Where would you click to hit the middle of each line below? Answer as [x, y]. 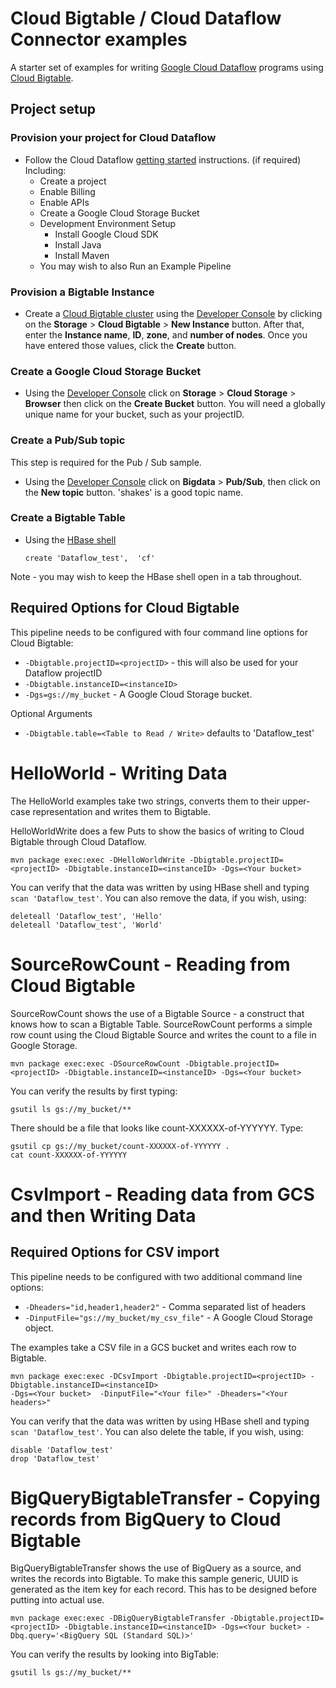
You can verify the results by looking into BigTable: [115, 1654]
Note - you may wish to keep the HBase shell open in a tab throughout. [156, 576]
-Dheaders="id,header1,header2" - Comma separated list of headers [165, 1306]
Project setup [53, 109]
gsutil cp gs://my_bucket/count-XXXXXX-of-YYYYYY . [120, 1146]
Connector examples [99, 39]
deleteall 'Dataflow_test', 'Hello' [86, 916]
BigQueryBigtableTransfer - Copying [165, 1498]
